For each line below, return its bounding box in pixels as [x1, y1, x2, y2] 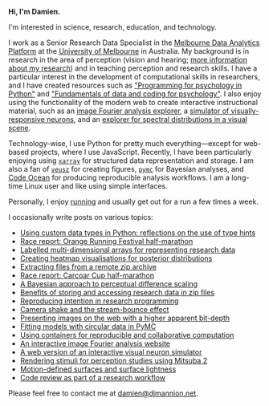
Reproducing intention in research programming [19, 296, 179, 306]
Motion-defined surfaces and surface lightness [19, 364, 177, 374]
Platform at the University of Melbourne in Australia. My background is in [8, 47, 250, 55]
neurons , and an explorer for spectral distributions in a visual [47, 115, 247, 124]
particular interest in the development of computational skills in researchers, [8, 72, 260, 81]
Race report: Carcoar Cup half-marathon [19, 270, 155, 280]
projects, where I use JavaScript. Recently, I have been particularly [31, 148, 252, 156]
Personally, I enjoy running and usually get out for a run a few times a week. [8, 197, 259, 206]
